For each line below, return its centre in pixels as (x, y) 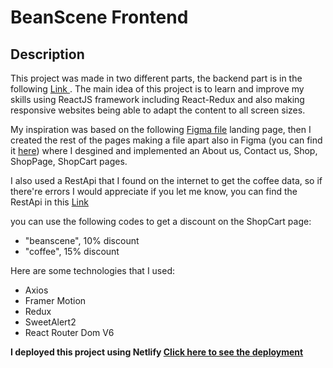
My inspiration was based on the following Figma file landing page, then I (161, 129)
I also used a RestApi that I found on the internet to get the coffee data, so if (166, 180)
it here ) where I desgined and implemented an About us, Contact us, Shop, (164, 150)
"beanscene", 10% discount (82, 240)
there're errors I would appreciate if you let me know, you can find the (154, 191)
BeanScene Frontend (99, 17)
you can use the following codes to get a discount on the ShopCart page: (161, 221)
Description (47, 54)
